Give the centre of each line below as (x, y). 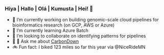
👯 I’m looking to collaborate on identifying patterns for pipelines (79, 36)
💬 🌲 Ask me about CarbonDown (45, 41)
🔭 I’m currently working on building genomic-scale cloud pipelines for (85, 20)
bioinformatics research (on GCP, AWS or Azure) (63, 25)
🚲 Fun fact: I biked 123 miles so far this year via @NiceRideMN (79, 47)
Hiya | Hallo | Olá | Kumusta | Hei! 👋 (49, 9)
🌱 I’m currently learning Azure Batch (50, 31)
